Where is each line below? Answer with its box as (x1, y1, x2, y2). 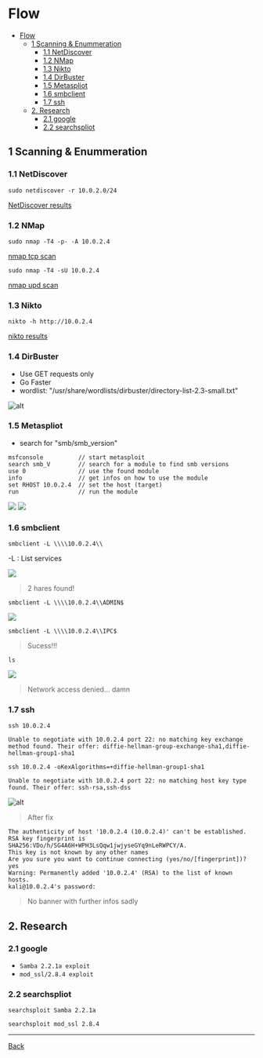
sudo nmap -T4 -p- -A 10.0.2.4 (8, 237, 110, 246)
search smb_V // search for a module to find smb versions (8, 460, 229, 468)
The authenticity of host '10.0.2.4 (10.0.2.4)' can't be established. (8, 828, 247, 836)
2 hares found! (27, 584, 75, 593)
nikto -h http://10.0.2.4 (8, 318, 92, 326)
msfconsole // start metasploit (8, 453, 146, 462)
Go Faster (19, 378, 52, 387)
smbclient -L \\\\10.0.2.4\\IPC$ (8, 627, 117, 636)
